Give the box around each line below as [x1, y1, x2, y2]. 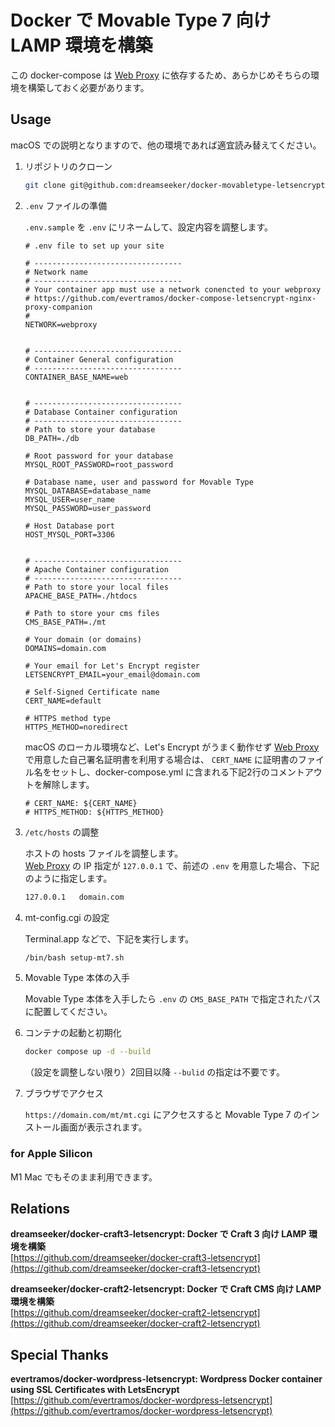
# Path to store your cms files [24, 608, 160, 618]
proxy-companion [24, 302, 93, 312]
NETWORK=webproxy [24, 319, 98, 330]
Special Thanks [10, 1346, 109, 1363]
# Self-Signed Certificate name [24, 687, 160, 697]
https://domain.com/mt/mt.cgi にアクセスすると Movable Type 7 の [24, 1109, 303, 1121]
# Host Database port [24, 521, 115, 531]
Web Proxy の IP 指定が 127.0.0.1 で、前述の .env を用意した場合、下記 [24, 859, 320, 871]
